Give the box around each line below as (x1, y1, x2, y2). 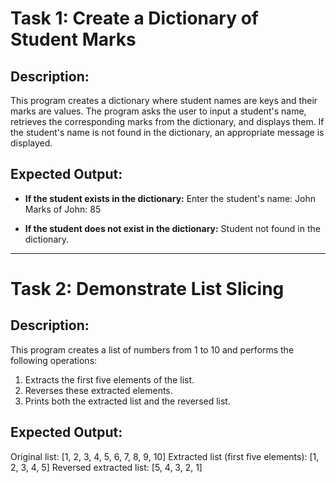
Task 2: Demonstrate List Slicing (10, 278, 285, 300)
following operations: (10, 354, 98, 366)
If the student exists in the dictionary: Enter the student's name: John (24, 192, 316, 204)
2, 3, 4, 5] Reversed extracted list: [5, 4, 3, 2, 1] (10, 461, 203, 473)
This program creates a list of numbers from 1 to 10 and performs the (10, 343, 295, 356)
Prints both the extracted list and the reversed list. (24, 395, 231, 407)
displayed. (10, 137, 53, 149)
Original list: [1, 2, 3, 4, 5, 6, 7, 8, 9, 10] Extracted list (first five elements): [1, (10, 450, 320, 462)
